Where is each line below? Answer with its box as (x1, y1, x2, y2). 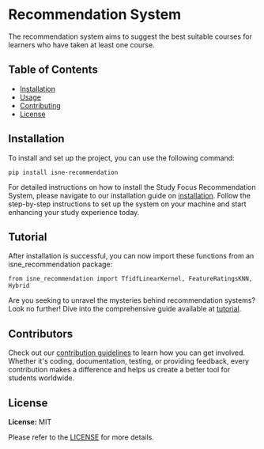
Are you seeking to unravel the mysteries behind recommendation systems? (8, 296, 255, 305)
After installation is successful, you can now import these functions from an (8, 251, 255, 261)
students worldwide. (8, 373, 75, 383)
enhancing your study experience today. (8, 207, 140, 217)
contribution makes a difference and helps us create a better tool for (8, 365, 231, 375)
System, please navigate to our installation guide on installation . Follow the (8, 191, 251, 200)
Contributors (8, 326, 74, 341)
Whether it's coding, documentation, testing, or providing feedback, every (8, 357, 250, 366)
